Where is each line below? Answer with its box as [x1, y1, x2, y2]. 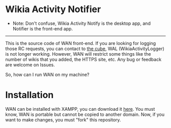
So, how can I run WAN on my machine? [5, 71, 90, 77]
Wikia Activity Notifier [5, 4, 101, 15]
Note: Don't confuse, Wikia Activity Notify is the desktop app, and [12, 20, 151, 26]
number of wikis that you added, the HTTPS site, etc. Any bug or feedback [5, 56, 162, 62]
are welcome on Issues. [5, 62, 55, 68]
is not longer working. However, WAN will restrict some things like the [5, 51, 151, 57]
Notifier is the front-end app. [12, 25, 73, 31]
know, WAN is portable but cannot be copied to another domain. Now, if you [5, 111, 165, 117]
